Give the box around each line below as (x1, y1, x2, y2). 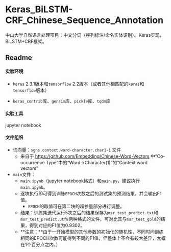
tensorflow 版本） (12, 87, 50, 93)
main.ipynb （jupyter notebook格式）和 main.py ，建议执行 (20, 178, 140, 184)
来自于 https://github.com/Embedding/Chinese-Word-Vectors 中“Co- (20, 153, 165, 159)
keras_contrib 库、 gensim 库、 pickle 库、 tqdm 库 (12, 98, 111, 104)
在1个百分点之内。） (20, 241, 61, 247)
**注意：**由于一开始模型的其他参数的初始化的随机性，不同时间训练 (20, 229, 164, 235)
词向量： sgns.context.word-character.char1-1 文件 (12, 146, 121, 153)
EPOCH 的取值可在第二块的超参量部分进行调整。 (28, 203, 125, 209)
